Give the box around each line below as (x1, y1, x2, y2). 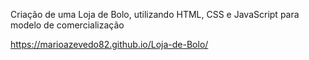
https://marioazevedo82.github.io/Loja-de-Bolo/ (10, 39, 209, 50)
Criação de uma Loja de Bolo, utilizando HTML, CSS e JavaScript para (10, 9, 300, 20)
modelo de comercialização (10, 19, 125, 31)
